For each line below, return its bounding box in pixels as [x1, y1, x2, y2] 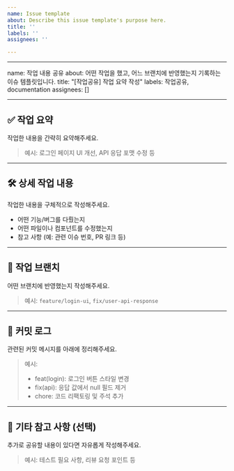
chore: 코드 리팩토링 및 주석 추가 [34, 392, 124, 401]
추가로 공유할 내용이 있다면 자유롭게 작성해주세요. [7, 441, 141, 449]
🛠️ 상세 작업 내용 [7, 177, 74, 189]
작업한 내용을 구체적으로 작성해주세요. [7, 200, 110, 209]
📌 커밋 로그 [7, 325, 52, 337]
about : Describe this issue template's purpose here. [7, 17, 167, 24]
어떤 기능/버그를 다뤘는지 [17, 215, 86, 223]
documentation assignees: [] [7, 85, 89, 94]
